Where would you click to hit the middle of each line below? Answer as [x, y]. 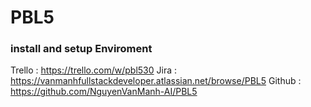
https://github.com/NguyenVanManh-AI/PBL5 [104, 92]
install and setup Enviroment [81, 49]
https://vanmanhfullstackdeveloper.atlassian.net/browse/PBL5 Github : [156, 81]
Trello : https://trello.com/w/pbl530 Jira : [93, 70]
